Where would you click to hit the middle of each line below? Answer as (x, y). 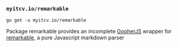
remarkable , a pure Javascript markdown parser (65, 37)
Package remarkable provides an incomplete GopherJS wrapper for (89, 32)
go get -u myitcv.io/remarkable (46, 20)
